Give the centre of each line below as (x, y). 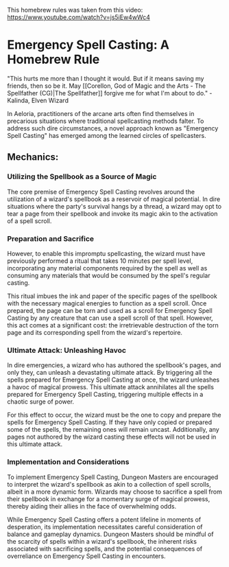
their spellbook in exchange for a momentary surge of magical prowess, (109, 499)
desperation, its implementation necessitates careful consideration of (105, 526)
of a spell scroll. (29, 221)
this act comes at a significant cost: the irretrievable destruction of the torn (113, 325)
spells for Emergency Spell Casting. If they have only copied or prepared (110, 422)
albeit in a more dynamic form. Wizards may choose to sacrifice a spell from (115, 491)
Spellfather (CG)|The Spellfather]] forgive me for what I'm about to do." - (110, 93)
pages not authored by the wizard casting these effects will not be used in (112, 437)
